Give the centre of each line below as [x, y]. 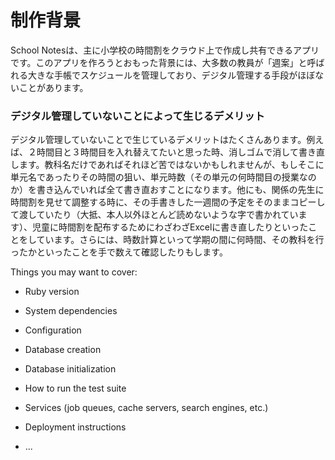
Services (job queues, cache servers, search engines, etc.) [146, 408]
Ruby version [52, 292]
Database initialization [70, 369]
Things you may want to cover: [74, 272]
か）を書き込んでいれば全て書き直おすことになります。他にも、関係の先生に [167, 190]
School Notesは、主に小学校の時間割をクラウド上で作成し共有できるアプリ [165, 50]
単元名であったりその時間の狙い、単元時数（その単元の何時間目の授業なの [163, 177]
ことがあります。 [53, 87]
